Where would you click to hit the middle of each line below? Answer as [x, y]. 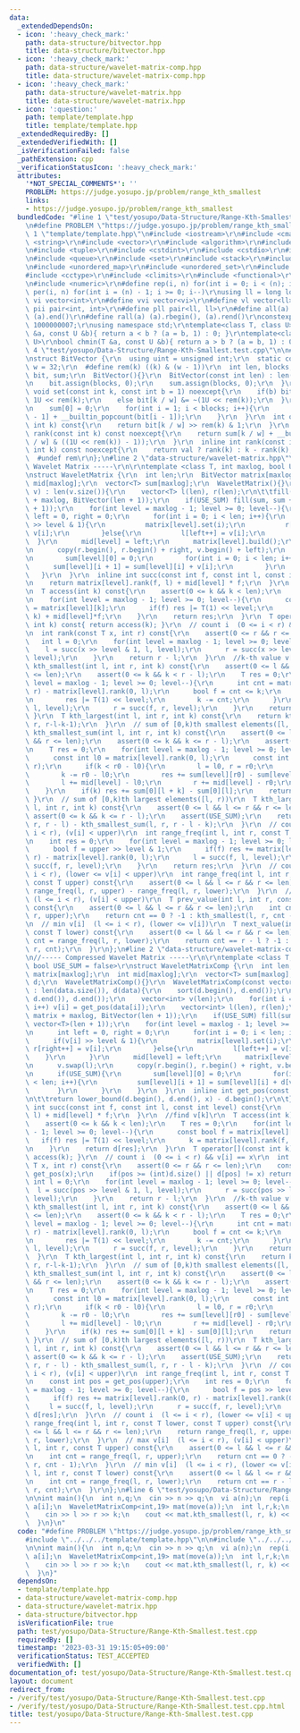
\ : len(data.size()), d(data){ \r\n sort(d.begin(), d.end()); [151, 991]
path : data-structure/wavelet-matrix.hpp [103, 92]
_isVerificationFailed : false [73, 150]
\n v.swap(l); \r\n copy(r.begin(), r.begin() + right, [150, 1066]
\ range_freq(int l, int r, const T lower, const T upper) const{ [151, 1423]
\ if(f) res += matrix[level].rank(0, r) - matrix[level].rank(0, [161, 1398]
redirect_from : [37, 1689]
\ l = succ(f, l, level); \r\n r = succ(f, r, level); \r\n [153, 1406]
